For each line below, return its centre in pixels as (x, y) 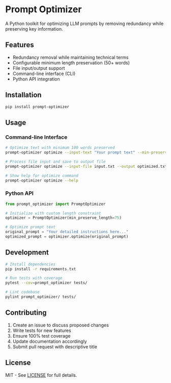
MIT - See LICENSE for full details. (41, 375)
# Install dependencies (31, 264)
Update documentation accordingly (50, 341)
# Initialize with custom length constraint (53, 213)
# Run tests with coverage (34, 278)
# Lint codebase (22, 292)
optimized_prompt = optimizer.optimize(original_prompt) (67, 237)
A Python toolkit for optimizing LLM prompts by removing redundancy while (84, 23)
